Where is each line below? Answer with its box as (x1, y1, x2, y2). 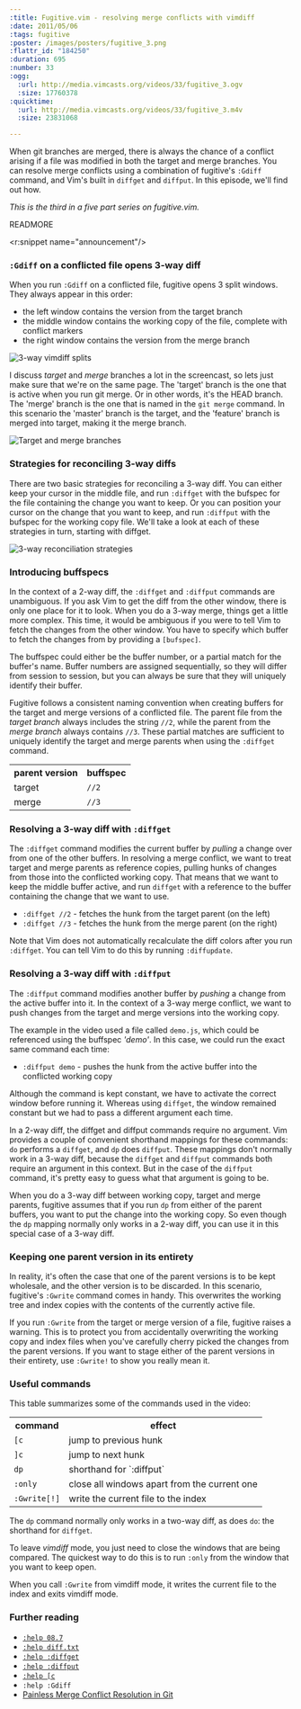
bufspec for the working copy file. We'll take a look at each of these (9, 516, 261, 527)
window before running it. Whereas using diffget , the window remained (9, 1097, 277, 1108)
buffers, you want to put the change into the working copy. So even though (9, 1209, 288, 1220)
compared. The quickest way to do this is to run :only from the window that (9, 1552, 289, 1563)
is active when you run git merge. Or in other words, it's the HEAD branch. (9, 389, 283, 400)
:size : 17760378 (17, 88, 78, 97)
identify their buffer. (9, 680, 83, 691)
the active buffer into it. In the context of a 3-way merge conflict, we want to (9, 998, 292, 1008)
